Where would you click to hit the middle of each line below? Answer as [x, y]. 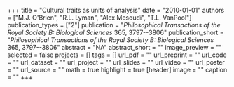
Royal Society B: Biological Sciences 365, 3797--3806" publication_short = [116, 32]
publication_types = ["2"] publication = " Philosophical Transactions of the [114, 25]
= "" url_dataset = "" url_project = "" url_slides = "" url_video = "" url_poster [116, 62]
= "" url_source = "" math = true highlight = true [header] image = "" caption [117, 70]
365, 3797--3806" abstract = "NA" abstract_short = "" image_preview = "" [115, 47]
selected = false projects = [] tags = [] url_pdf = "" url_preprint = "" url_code [117, 55]
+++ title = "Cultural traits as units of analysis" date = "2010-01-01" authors [116, 10]
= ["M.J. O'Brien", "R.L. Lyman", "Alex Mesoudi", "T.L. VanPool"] [99, 18]
